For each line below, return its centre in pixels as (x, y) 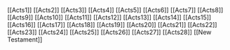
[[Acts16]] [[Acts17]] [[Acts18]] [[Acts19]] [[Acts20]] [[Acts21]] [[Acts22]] (112, 25)
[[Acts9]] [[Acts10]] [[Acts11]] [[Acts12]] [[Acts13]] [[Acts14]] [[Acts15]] (109, 17)
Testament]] (25, 40)
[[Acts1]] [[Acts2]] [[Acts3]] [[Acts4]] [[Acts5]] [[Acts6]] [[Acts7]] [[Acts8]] (115, 10)
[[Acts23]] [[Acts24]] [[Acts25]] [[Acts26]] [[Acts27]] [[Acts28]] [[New (109, 32)
